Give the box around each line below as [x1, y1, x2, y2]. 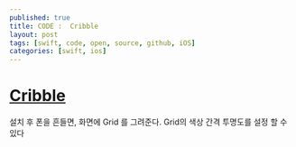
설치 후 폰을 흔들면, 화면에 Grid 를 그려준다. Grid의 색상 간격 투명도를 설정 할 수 [9, 116, 288, 127]
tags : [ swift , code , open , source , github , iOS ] [9, 38, 196, 48]
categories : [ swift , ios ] [9, 47, 106, 56]
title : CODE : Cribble [9, 22, 99, 31]
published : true [9, 13, 70, 23]
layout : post [9, 30, 59, 39]
